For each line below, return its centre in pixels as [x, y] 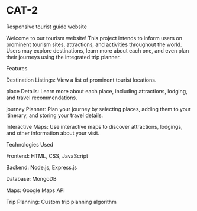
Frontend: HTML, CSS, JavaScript [47, 156]
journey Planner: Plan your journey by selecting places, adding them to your [98, 109]
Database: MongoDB [32, 178]
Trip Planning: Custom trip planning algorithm [62, 202]
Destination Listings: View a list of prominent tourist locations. [81, 80]
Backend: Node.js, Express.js [42, 167]
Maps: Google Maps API [35, 190]
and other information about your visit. [53, 133]
